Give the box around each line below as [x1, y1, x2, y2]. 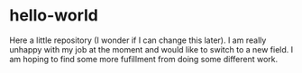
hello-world [9, 5, 99, 26]
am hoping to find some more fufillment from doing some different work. [9, 53, 279, 64]
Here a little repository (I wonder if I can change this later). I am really [9, 35, 267, 45]
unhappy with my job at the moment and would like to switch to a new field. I [9, 44, 294, 54]
